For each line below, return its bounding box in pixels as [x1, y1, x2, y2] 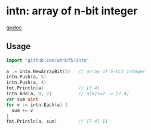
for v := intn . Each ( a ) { [6, 102, 68, 108]
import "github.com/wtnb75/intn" [6, 57, 90, 64]
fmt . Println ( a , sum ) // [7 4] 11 [6, 119, 109, 125]
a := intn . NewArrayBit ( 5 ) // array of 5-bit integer [6, 68, 146, 74]
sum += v [11, 107, 33, 113]
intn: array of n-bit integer [6, 4, 138, 18]
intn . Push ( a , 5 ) [6, 74, 47, 80]
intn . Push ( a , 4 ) [6, 80, 47, 86]
